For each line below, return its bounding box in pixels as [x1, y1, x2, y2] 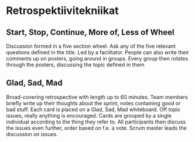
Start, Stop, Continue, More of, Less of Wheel [6, 27, 175, 37]
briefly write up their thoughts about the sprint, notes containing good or [6, 100, 181, 106]
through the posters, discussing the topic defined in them [6, 61, 145, 68]
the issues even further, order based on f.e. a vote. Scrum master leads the [6, 124, 187, 132]
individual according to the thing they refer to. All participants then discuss [6, 118, 186, 125]
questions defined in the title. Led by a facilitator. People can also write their [6, 49, 189, 56]
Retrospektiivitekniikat [6, 4, 119, 17]
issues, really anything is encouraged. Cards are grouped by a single [6, 112, 172, 119]
